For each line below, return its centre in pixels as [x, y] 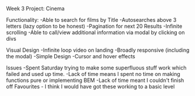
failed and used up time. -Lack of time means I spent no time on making [93, 74]
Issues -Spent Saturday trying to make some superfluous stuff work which [96, 68]
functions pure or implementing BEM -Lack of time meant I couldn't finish [95, 80]
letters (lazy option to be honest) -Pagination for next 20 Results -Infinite [94, 26]
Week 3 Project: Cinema [35, 9]
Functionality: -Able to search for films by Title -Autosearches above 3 [91, 20]
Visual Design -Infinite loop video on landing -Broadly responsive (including [98, 50]
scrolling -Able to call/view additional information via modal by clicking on [95, 32]
